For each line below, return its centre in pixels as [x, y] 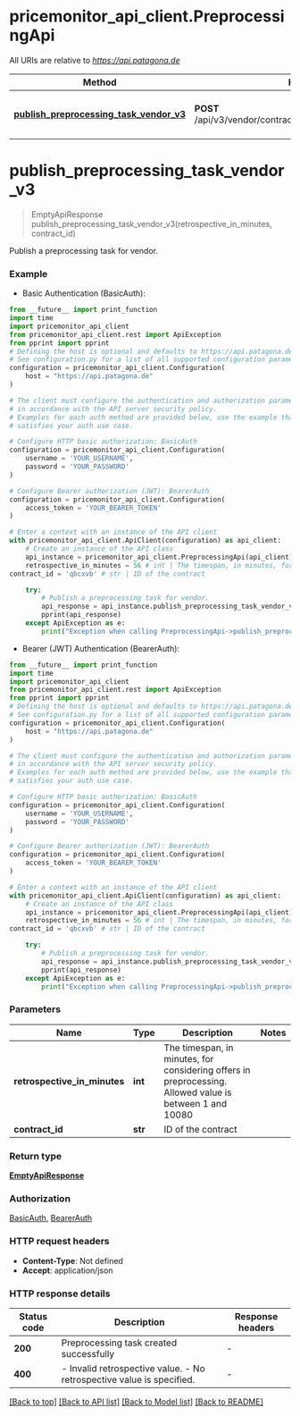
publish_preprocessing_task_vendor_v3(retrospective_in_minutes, [151, 223]
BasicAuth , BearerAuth [51, 1218]
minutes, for [189, 1058]
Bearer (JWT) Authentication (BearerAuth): [101, 648]
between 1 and [196, 1103]
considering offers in [207, 1070]
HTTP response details [60, 1294]
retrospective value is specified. [128, 1379]
